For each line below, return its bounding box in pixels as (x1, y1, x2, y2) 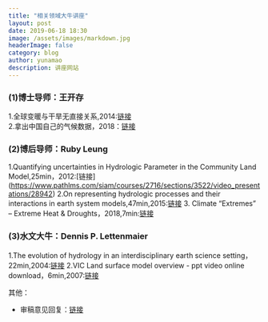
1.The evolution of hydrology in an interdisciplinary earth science (8, 250, 222, 260)
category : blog (8, 49, 59, 57)
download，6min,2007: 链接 (8, 270, 99, 280)
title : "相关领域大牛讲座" (8, 11, 89, 20)
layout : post (8, 19, 52, 27)
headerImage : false (8, 42, 74, 50)
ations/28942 (8, 189, 54, 199)
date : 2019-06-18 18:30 (8, 26, 88, 34)
